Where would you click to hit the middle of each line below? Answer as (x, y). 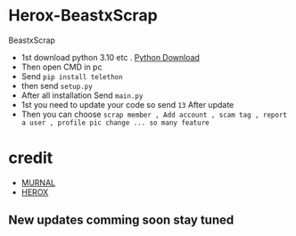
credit (31, 158)
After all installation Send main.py (82, 95)
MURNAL (38, 183)
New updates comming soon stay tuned (121, 220)
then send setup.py (57, 85)
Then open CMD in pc (62, 67)
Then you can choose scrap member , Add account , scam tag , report (154, 114)
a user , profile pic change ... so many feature (115, 122)
